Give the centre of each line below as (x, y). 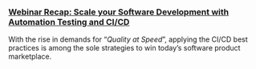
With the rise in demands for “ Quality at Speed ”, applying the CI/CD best (128, 39)
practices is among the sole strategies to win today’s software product (124, 48)
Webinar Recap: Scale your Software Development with (119, 12)
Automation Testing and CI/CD (69, 22)
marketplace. (30, 57)
